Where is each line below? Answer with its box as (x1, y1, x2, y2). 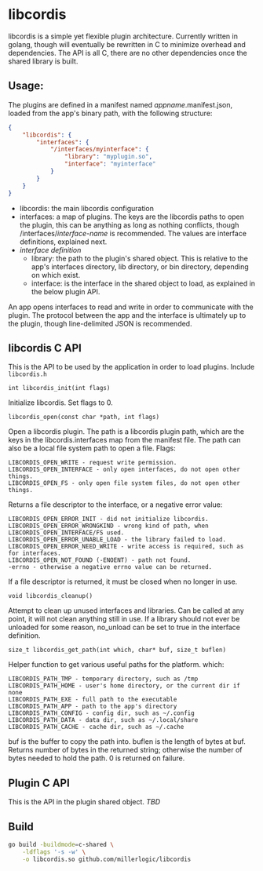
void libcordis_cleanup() (8, 592, 93, 600)
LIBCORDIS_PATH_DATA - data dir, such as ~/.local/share (8, 716, 199, 724)
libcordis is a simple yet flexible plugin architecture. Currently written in (8, 31, 238, 41)
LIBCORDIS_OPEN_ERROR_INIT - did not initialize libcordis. (8, 516, 210, 523)
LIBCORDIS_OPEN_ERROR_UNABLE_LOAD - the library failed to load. (8, 536, 226, 544)
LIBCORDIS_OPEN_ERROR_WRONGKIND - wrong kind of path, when (8, 522, 210, 530)
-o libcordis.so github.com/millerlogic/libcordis (22, 855, 192, 863)
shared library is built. (8, 56, 79, 66)
